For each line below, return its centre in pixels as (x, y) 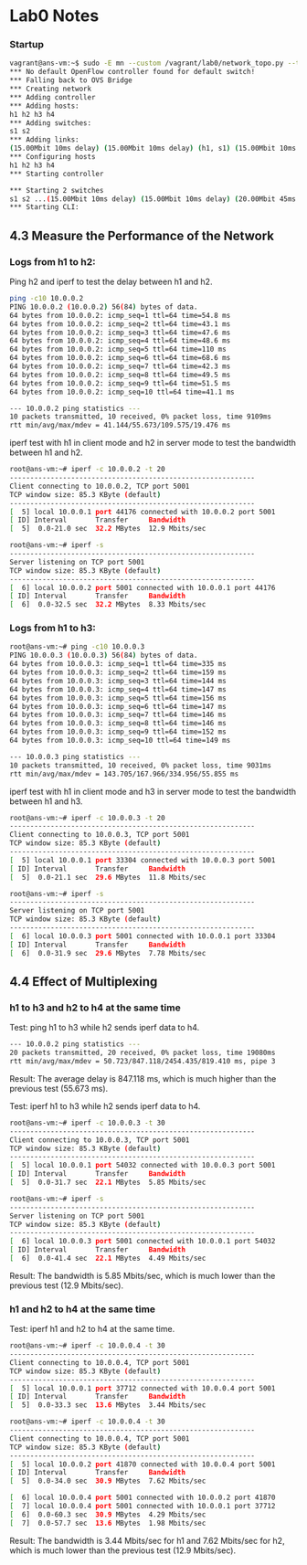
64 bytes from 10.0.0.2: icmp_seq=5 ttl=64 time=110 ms (118, 349)
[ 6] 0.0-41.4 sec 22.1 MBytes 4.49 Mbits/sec (108, 1258)
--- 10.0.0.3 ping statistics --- (75, 756)
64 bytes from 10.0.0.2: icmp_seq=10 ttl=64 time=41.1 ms (122, 392)
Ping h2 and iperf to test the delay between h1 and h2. (111, 282)
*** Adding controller (53, 97)
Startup (26, 45)
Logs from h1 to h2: (53, 261)
